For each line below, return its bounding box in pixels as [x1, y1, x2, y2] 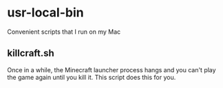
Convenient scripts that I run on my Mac [7, 27, 121, 36]
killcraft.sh [7, 47, 55, 59]
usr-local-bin [7, 5, 84, 21]
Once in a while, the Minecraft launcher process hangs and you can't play [7, 65, 216, 74]
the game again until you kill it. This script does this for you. [7, 73, 176, 81]
